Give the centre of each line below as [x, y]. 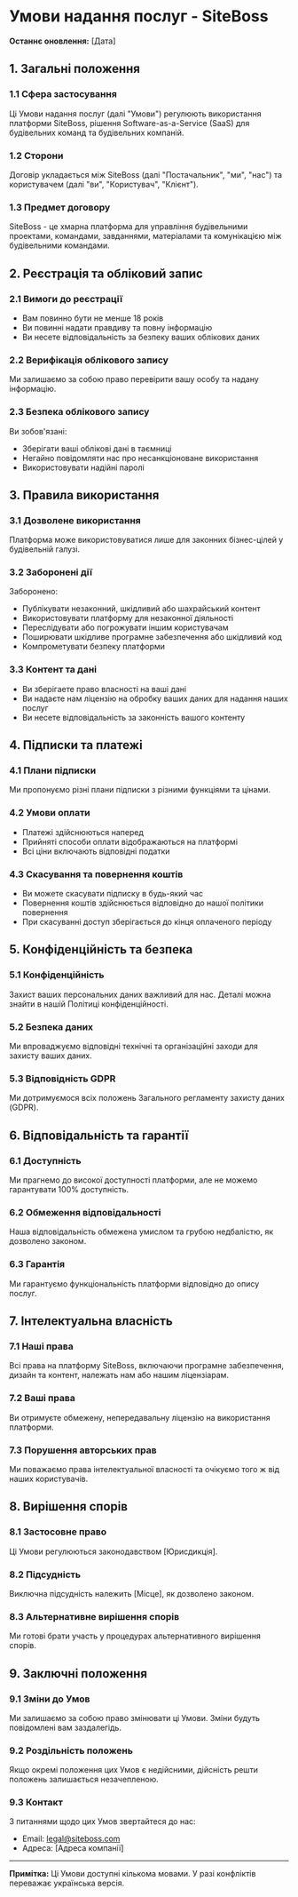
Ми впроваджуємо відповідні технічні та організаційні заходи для [134, 1047]
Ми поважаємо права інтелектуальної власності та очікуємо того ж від [145, 1469]
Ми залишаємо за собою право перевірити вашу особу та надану [134, 379]
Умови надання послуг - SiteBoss [139, 16]
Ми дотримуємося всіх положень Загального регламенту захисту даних [147, 1098]
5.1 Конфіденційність [57, 975]
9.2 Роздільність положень [71, 1750]
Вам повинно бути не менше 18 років [93, 318]
